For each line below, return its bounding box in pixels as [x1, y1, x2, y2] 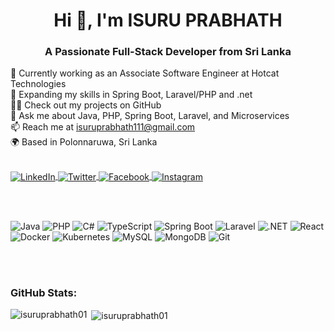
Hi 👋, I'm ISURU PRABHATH [53, 9, 283, 32]
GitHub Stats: [10, 286, 78, 300]
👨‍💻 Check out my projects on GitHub [10, 99, 162, 111]
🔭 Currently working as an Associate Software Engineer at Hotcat [10, 67, 280, 79]
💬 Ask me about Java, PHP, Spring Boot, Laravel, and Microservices [10, 110, 290, 122]
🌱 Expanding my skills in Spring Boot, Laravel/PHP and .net [10, 89, 253, 101]
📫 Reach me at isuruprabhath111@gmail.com [10, 121, 196, 133]
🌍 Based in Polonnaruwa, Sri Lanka [10, 136, 158, 148]
